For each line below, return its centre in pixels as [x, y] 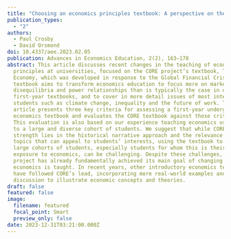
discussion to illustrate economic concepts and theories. [100, 180]
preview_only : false [43, 218]
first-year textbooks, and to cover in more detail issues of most [112, 97]
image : [16, 199]
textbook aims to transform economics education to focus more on [110, 84]
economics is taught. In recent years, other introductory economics [115, 167]
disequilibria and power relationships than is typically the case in [117, 90]
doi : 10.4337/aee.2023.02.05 [49, 52]
